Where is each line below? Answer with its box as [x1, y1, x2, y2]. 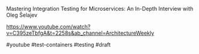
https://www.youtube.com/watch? [6, 23, 91, 30]
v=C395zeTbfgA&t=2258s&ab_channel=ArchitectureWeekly [6, 29, 155, 37]
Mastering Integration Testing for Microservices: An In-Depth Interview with [6, 5, 194, 12]
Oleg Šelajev [6, 11, 38, 19]
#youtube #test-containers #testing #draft [6, 41, 111, 48]
